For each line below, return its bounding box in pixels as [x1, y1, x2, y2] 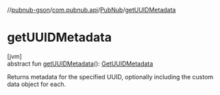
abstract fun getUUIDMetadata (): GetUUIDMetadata [7, 59, 154, 68]
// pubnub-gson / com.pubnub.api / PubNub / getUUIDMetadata [7, 6, 176, 14]
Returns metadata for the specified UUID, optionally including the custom [7, 72, 214, 81]
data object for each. [7, 80, 66, 88]
